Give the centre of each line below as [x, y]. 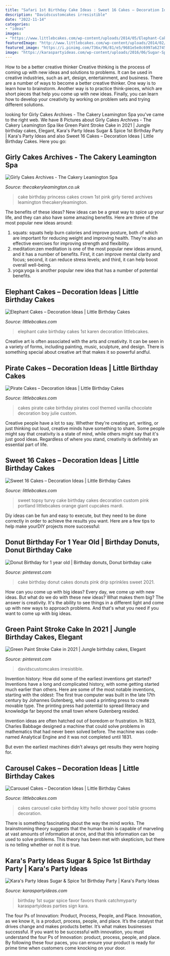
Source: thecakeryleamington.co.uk [42, 187]
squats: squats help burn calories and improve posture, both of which [85, 233]
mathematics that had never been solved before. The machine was [75, 732]
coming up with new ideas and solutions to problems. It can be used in [79, 72]
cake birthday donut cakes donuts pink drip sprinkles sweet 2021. [86, 582]
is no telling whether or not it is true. [43, 845]
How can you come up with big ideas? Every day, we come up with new [80, 592]
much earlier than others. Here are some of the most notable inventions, [80, 689]
